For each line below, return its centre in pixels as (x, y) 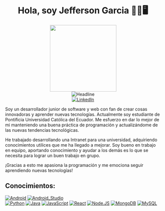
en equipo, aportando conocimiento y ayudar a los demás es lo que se (77, 150)
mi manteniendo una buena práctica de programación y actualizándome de (82, 125)
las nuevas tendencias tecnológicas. (42, 130)
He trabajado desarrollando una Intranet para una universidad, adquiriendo (81, 140)
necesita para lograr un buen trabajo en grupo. (53, 156)
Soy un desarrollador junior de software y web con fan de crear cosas (76, 109)
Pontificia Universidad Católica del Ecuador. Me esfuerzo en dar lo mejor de (82, 119)
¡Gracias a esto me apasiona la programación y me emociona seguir (74, 165)
